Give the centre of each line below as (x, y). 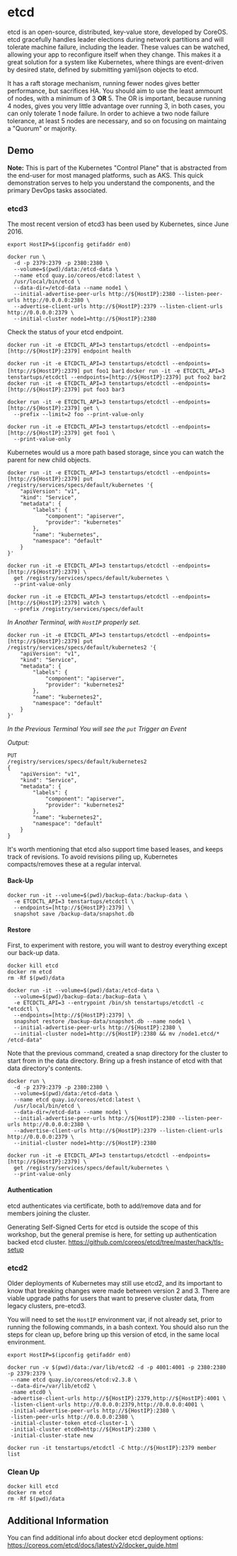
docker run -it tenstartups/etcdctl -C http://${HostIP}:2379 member (112, 1448)
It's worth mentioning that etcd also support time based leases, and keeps (115, 849)
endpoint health (107, 351)
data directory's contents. (45, 1068)
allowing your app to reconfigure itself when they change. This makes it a (114, 55)
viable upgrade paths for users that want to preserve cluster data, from (111, 1298)
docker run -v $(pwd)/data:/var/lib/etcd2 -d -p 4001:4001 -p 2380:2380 (117, 1367)
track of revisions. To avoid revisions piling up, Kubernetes (93, 857)
